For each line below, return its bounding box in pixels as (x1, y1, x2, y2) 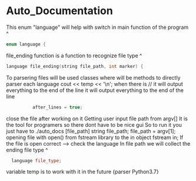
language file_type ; (11, 157, 62, 163)
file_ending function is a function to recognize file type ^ (6, 52, 142, 59)
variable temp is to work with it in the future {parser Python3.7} (6, 168, 159, 175)
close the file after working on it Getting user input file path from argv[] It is (6, 115, 188, 122)
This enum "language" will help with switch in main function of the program (6, 24, 189, 31)
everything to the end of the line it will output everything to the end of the (6, 87, 184, 94)
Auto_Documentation (6, 4, 113, 18)
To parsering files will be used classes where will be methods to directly (6, 74, 181, 81)
